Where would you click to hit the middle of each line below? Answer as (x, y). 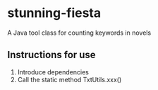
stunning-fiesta (54, 13)
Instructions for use (52, 55)
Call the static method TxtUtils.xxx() (69, 79)
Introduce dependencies (53, 72)
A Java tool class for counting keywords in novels (79, 33)
